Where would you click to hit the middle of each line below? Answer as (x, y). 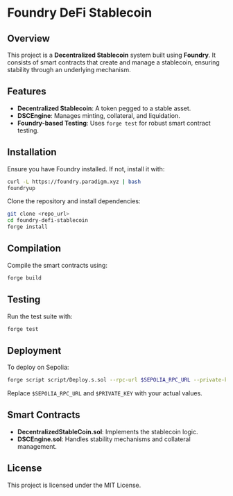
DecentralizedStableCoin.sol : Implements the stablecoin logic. (107, 431)
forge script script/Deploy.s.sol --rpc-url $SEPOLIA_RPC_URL (99, 380)
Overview (29, 39)
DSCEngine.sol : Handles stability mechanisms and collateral (104, 439)
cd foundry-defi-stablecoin (48, 221)
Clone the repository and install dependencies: (74, 201)
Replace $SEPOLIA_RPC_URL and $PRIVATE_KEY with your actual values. (105, 393)
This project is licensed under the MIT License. (74, 485)
